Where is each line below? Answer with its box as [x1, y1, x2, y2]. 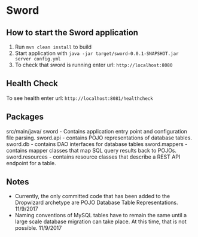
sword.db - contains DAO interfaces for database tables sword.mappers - [6, 140, 188, 147]
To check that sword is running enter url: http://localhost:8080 [14, 61, 173, 68]
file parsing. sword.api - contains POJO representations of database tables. [6, 134, 193, 141]
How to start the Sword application [6, 28, 139, 38]
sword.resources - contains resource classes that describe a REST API [6, 153, 181, 160]
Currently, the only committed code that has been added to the [14, 193, 170, 200]
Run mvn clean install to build [14, 43, 92, 50]
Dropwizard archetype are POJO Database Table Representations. [14, 199, 178, 206]
